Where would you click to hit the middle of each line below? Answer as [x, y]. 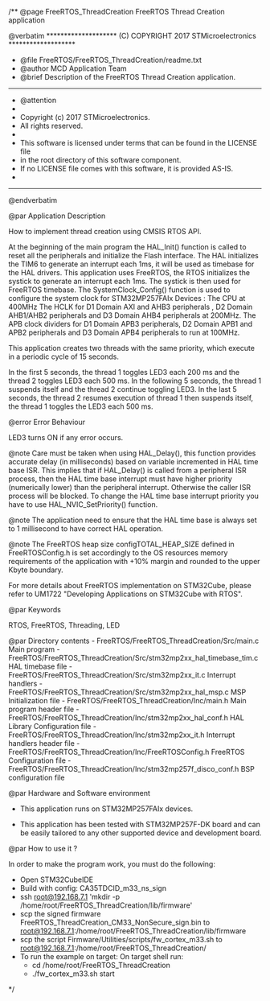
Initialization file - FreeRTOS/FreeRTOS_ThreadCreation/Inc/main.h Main [127, 700]
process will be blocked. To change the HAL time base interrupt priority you [134, 496]
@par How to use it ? [43, 849]
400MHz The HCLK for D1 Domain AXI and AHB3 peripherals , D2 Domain [131, 307]
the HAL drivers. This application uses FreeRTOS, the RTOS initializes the [129, 272]
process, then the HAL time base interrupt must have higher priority [121, 479]
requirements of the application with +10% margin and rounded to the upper [134, 561]
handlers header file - [44, 743]
